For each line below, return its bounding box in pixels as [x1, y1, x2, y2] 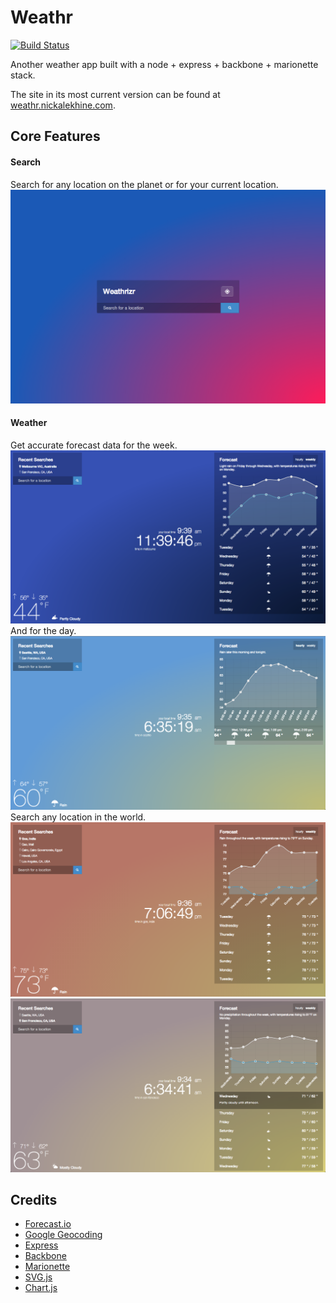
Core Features [10, 128, 101, 145]
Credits [10, 1192, 58, 1209]
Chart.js [24, 1282, 58, 1294]
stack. [10, 69, 36, 81]
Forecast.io [24, 1218, 72, 1230]
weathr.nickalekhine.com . [10, 99, 116, 111]
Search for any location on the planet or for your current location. [10, 178, 279, 190]
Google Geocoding [24, 1229, 103, 1241]
